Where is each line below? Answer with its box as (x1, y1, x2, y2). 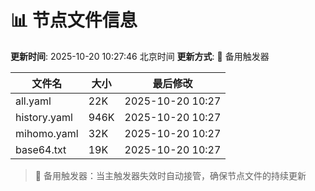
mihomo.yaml (15, 126, 79, 140)
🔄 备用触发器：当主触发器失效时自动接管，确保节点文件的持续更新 (34, 169, 307, 181)
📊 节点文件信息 (10, 9, 138, 32)
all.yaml (15, 94, 52, 108)
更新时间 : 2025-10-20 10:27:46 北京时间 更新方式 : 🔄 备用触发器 (10, 50, 270, 62)
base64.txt (15, 142, 67, 156)
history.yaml (15, 110, 73, 124)
